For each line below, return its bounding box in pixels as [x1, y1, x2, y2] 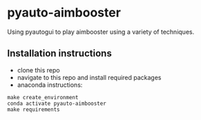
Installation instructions [7, 48, 112, 59]
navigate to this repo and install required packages [17, 73, 162, 81]
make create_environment [7, 94, 79, 101]
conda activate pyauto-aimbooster [7, 100, 107, 107]
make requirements [7, 106, 60, 113]
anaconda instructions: [17, 81, 83, 89]
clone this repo [17, 66, 60, 74]
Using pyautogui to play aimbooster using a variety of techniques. [7, 28, 195, 36]
